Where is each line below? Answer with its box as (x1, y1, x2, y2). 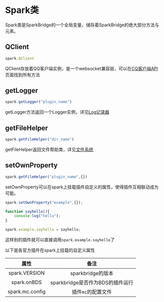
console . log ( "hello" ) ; (14, 214, 61, 219)
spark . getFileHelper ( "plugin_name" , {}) (5, 174, 88, 179)
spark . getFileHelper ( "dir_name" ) (5, 137, 74, 142)
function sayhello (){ (5, 209, 50, 214)
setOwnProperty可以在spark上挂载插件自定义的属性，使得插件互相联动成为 (5, 184, 159, 190)
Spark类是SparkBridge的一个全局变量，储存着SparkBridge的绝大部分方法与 (5, 22, 160, 28)
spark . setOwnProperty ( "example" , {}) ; (5, 200, 83, 205)
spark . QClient (5, 56, 35, 61)
